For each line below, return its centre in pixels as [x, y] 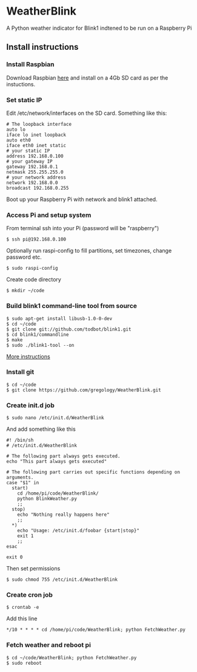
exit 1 [25, 536]
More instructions [28, 356]
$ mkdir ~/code [25, 291]
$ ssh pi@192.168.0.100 [36, 239]
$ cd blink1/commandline [38, 334]
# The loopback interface [39, 124]
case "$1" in [23, 483]
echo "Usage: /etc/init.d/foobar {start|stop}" [78, 531]
